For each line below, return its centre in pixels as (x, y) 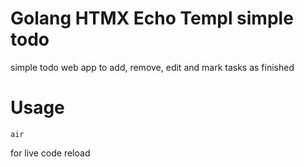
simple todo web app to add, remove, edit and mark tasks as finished (152, 67)
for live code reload (50, 153)
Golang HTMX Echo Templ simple (152, 18)
